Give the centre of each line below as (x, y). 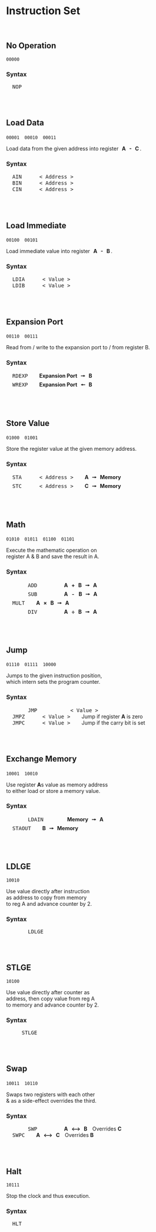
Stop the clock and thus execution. (48, 1195)
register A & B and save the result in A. (53, 556)
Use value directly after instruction (48, 891)
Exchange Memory (42, 759)
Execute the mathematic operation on (52, 551)
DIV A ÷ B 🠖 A (62, 611)
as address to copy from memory (47, 897)
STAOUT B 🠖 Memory (45, 828)
